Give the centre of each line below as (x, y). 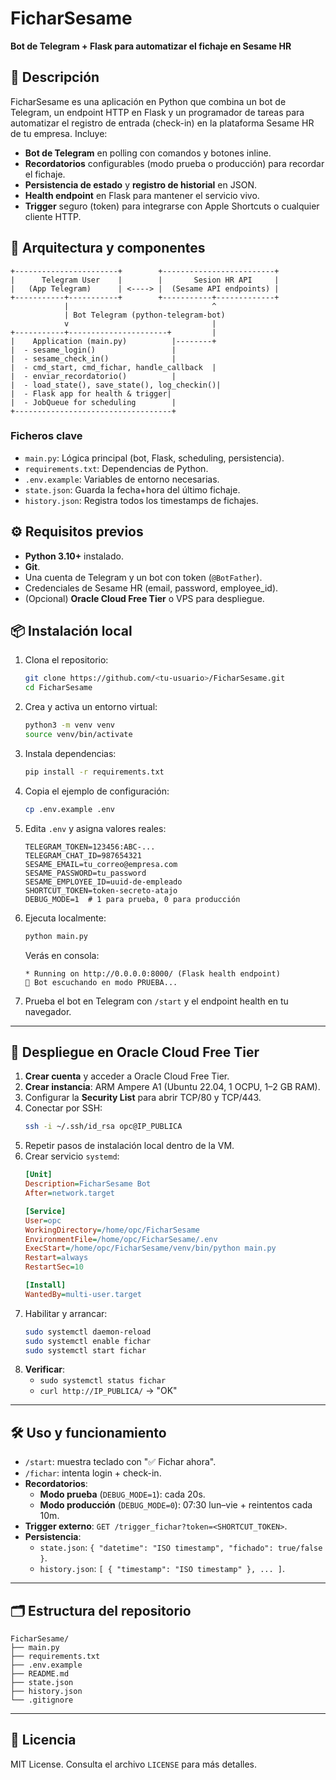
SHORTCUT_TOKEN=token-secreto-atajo (101, 890)
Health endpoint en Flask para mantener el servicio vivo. (142, 195)
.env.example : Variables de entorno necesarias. (122, 479)
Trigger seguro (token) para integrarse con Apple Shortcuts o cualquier (172, 206)
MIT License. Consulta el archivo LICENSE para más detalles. (133, 1764)
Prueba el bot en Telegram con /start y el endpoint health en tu (156, 1001)
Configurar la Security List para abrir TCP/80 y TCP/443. (143, 1098)
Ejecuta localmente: (65, 918)
